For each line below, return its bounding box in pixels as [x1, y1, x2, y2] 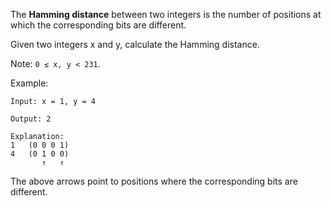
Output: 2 [10, 114, 52, 124]
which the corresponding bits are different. [10, 19, 187, 31]
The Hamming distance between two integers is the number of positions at [10, 9, 322, 20]
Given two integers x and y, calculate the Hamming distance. [10, 39, 260, 50]
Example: [10, 77, 49, 89]
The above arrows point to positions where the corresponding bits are [10, 175, 298, 187]
